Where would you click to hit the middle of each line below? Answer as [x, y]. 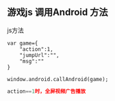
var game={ [23, 43]
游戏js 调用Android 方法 [57, 12]
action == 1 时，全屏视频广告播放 [47, 91]
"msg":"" [32, 61]
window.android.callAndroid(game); [58, 79]
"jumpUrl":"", [39, 55]
